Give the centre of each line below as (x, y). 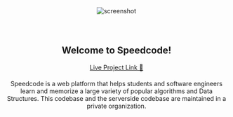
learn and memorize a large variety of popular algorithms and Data (116, 91)
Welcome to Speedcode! (116, 51)
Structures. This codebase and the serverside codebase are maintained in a (116, 98)
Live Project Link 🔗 (116, 67)
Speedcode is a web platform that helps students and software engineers (116, 83)
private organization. (116, 106)
